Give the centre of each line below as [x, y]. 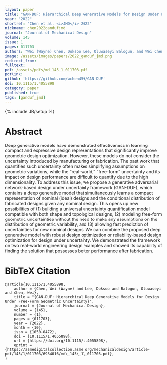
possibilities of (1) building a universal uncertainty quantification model [78, 209]
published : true [22, 93]
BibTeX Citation [38, 271]
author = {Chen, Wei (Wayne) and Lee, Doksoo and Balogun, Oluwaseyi [88, 289]
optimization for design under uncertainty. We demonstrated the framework [83, 240]
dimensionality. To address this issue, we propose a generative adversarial [82, 182]
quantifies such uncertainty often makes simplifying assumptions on [75, 166]
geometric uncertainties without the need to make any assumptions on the [81, 219]
